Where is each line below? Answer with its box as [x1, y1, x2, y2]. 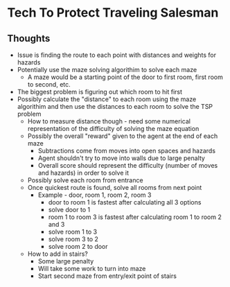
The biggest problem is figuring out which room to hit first [17, 88, 182, 96]
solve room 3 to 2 [48, 235, 99, 243]
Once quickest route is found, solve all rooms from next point [27, 184, 202, 191]
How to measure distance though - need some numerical [27, 117, 191, 125]
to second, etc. [27, 80, 71, 88]
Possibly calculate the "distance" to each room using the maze [17, 95, 197, 103]
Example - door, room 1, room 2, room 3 [37, 191, 152, 199]
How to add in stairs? [27, 250, 88, 258]
